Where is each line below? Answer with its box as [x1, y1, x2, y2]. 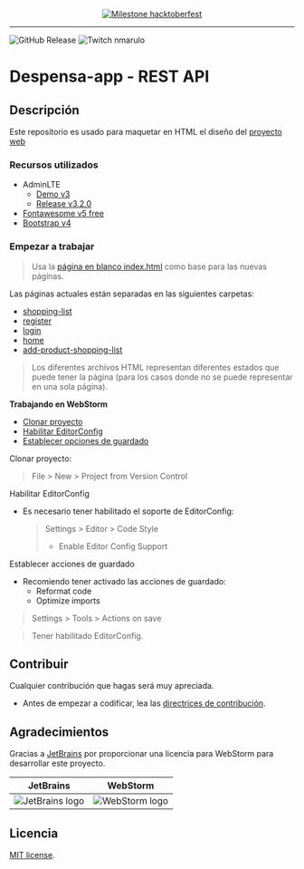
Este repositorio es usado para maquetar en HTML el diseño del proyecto [9, 127, 282, 137]
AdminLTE [22, 179, 61, 190]
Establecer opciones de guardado [22, 435, 149, 446]
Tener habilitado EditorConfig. [31, 630, 144, 641]
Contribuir [9, 656, 70, 671]
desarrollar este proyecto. [9, 758, 106, 769]
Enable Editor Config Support [58, 540, 168, 552]
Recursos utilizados [9, 159, 99, 171]
